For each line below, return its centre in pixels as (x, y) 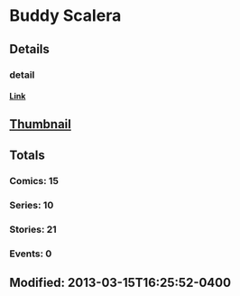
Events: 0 (31, 254)
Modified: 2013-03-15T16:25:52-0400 (120, 282)
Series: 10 (32, 205)
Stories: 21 (33, 229)
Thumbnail (41, 124)
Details (29, 49)
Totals (27, 155)
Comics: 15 (34, 180)
